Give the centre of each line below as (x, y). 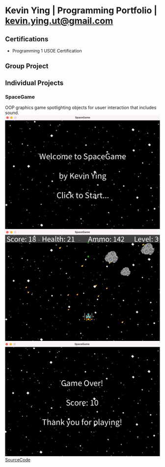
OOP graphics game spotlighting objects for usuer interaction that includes (81, 107)
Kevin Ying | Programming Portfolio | (81, 11)
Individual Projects (34, 83)
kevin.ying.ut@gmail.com (59, 21)
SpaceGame (20, 97)
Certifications (27, 39)
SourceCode (18, 460)
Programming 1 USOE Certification (47, 51)
